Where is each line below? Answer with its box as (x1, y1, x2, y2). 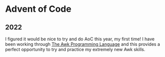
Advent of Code (5, 3, 72, 15)
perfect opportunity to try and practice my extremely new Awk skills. (5, 47, 146, 52)
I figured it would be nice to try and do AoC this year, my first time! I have (5, 36, 155, 42)
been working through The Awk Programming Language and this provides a (5, 41, 161, 47)
